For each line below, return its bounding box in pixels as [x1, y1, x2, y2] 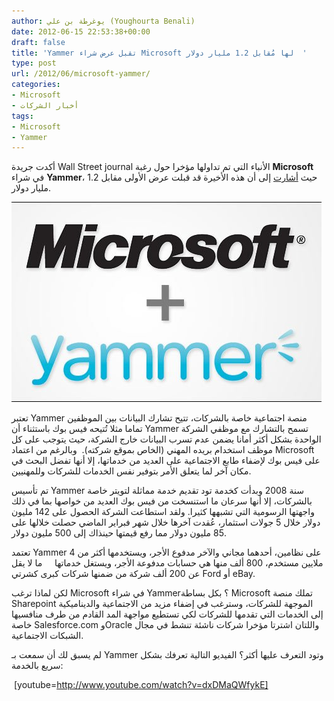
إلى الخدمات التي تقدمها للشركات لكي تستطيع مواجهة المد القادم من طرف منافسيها [11, 608, 324, 620]
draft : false [11, 37, 66, 47]
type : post [11, 58, 57, 69]
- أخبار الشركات [11, 100, 79, 110]
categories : [11, 80, 61, 90]
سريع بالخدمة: [11, 660, 64, 672]
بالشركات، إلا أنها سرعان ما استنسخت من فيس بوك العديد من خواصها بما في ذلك [11, 495, 313, 507]
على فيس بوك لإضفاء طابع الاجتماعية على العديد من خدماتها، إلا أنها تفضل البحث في [11, 455, 321, 467]
